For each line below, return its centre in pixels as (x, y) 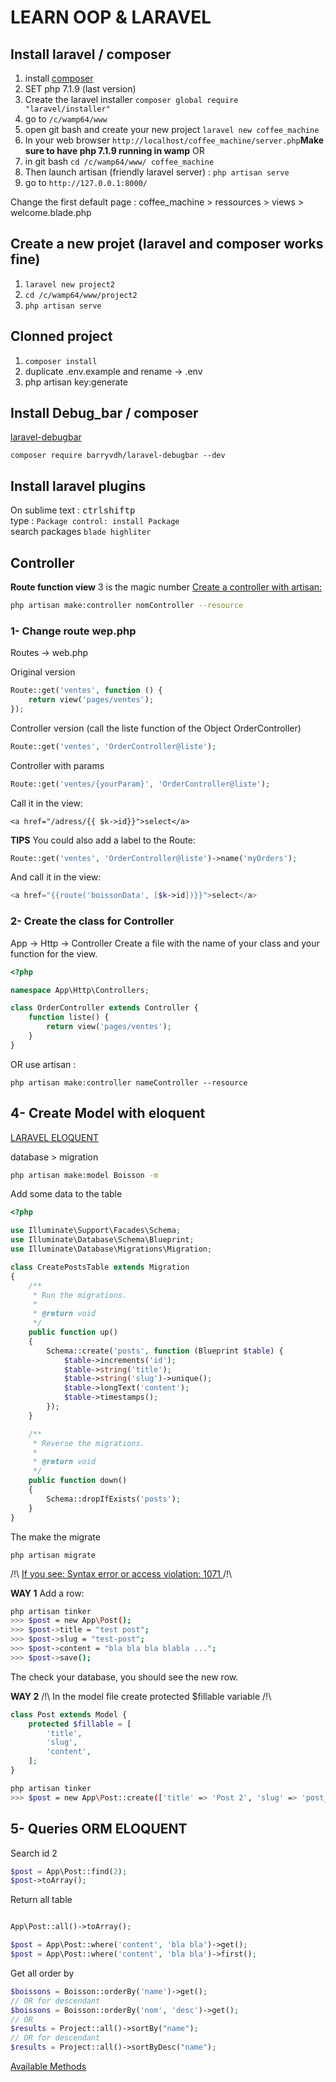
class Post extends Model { (69, 1714)
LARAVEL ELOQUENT (54, 1137)
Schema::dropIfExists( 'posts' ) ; (114, 1499)
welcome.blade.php (51, 212)
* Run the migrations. (80, 1295)
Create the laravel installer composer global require (131, 99)
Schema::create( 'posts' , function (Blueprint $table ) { (165, 1351)
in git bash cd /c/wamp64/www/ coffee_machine (119, 161)
